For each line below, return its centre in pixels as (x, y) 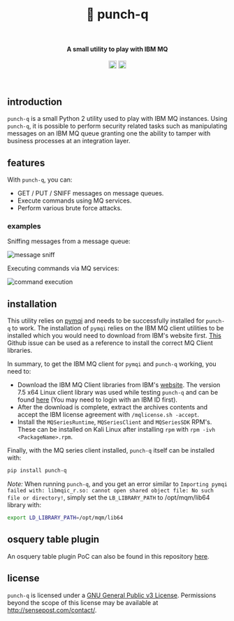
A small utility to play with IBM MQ (117, 49)
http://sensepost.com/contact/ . (52, 610)
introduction (35, 102)
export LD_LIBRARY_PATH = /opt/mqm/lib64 (65, 518)
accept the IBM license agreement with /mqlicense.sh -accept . (108, 415)
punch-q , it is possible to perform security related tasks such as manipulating (117, 126)
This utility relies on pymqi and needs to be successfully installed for (106, 321)
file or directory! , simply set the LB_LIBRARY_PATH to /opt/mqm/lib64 (109, 497)
